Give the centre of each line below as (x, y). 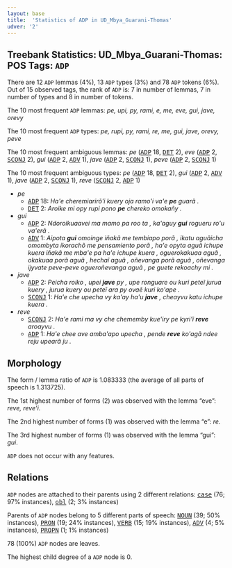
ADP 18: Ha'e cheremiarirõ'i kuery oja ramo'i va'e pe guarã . (113, 201)
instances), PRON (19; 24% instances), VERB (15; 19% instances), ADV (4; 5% (116, 522)
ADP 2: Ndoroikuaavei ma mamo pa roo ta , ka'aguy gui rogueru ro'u (126, 224)
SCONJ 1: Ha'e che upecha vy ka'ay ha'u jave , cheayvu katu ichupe (125, 297)
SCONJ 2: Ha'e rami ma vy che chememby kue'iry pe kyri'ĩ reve (118, 319)
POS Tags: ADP (38, 66)
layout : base (26, 14)
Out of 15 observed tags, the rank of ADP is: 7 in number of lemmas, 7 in (109, 90)
